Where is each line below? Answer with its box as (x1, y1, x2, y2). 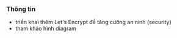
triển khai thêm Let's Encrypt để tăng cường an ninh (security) (15, 19, 172, 26)
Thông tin (6, 5, 36, 13)
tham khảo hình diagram (15, 25, 76, 32)
